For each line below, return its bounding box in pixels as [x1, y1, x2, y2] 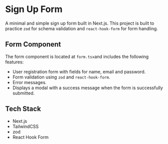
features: [5, 59, 24, 65]
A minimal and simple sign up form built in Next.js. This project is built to [5, 20, 154, 26]
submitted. [12, 90, 35, 96]
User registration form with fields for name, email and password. [12, 68, 146, 75]
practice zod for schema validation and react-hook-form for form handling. [5, 25, 158, 31]
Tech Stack [5, 105, 41, 113]
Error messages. [12, 79, 47, 85]
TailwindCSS [12, 123, 39, 129]
